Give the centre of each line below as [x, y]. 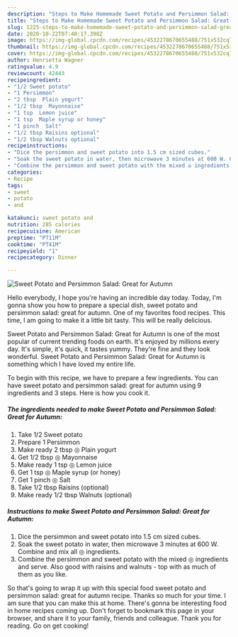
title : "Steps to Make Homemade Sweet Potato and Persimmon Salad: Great [119, 21]
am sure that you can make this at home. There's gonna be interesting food [117, 603]
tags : [15, 185]
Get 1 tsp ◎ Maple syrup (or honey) [69, 472]
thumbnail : [23, 47]
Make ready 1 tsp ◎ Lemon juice [64, 465]
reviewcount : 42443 [36, 73]
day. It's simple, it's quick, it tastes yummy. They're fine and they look [109, 349]
